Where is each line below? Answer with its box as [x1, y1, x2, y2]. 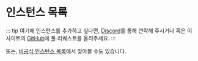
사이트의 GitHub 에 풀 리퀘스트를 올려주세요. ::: [5, 34, 116, 41]
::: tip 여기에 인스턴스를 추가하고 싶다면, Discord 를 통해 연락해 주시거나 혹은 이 [5, 27, 193, 34]
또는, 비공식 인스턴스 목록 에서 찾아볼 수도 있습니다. [5, 47, 127, 55]
